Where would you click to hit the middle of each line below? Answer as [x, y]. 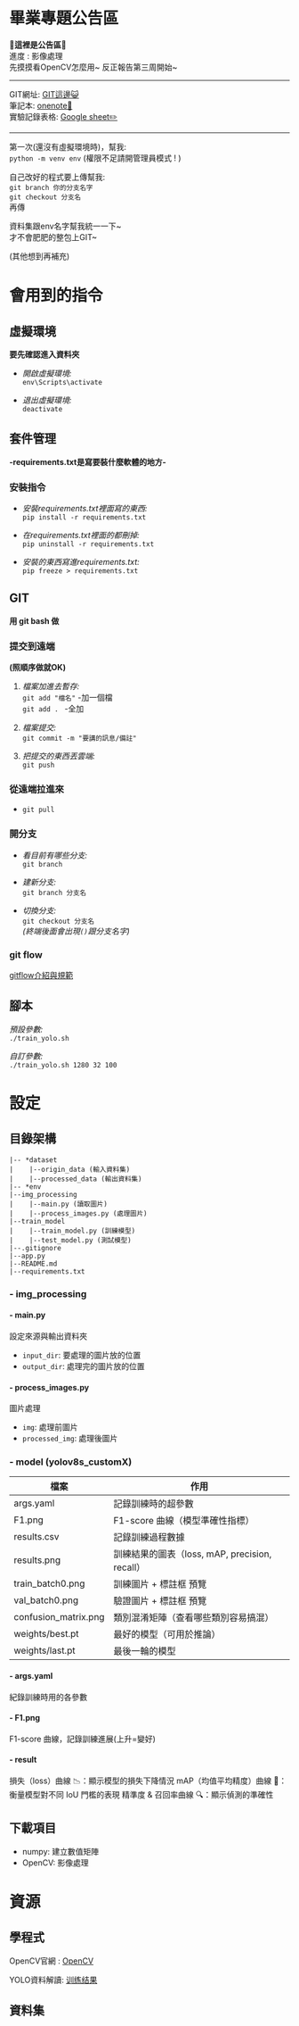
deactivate [42, 409]
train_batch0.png [49, 1583]
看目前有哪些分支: [54, 855]
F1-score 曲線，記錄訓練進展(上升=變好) [82, 1739]
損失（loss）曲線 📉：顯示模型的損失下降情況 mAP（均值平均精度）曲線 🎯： [148, 1781]
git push [38, 765]
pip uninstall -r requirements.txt [88, 544]
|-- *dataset [33, 1160]
